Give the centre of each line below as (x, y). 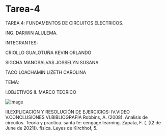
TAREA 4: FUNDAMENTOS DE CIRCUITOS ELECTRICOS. (64, 23)
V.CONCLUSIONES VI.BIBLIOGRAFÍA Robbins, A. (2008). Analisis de (77, 117)
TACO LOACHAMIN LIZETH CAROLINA (46, 72)
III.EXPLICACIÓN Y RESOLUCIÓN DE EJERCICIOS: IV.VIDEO (67, 112)
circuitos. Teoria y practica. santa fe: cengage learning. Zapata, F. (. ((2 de (83, 122)
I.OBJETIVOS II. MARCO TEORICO (41, 92)
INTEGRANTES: (22, 43)
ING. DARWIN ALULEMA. (31, 33)
